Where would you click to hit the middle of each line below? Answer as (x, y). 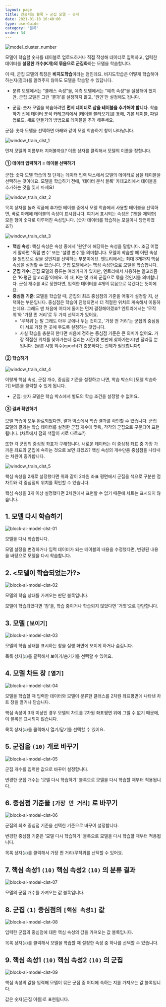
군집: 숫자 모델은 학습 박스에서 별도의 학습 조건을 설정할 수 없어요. (76, 396)
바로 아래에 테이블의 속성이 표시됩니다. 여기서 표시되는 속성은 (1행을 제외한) (84, 214)
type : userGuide (22, 24)
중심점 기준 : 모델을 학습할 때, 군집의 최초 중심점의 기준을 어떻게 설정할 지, (83, 296)
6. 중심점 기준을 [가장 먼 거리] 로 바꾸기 (61, 803)
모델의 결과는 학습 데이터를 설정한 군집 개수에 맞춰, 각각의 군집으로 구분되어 (78, 427)
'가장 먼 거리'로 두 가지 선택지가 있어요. (60, 315)
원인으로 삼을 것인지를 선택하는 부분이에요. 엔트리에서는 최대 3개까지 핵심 (88, 259)
